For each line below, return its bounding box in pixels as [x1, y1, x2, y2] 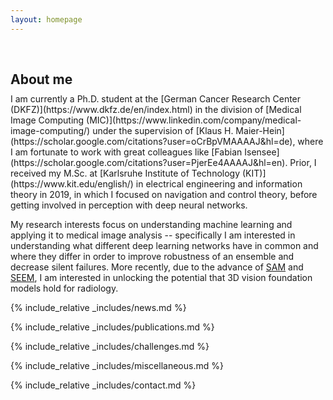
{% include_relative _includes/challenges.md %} [10, 340, 210, 352]
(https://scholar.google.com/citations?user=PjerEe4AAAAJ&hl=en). [10, 156, 288, 168]
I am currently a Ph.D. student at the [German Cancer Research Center [10, 92, 302, 105]
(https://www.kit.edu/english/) [10, 177, 134, 190]
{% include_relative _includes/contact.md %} [10, 379, 197, 391]
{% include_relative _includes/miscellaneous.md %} [10, 359, 224, 371]
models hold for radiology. [10, 282, 119, 294]
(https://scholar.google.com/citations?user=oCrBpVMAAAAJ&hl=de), [10, 135, 296, 147]
